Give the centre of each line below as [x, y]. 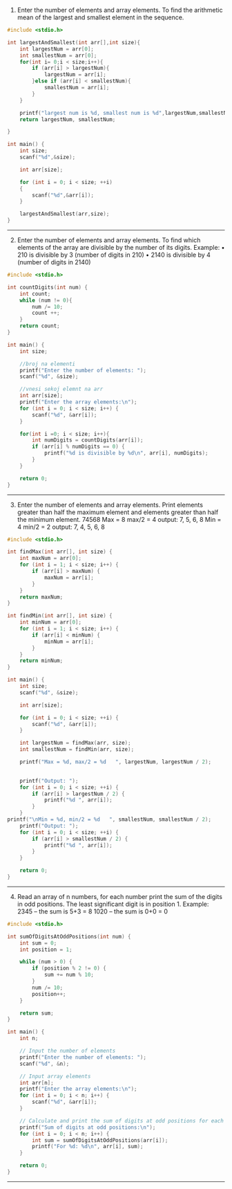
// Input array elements [55, 1076]
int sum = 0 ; [38, 943]
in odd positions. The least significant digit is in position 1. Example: [113, 904]
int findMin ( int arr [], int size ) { [60, 616]
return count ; [40, 326]
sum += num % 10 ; [69, 975]
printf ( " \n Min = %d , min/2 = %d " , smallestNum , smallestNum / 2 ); [109, 819]
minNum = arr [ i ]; [69, 642]
